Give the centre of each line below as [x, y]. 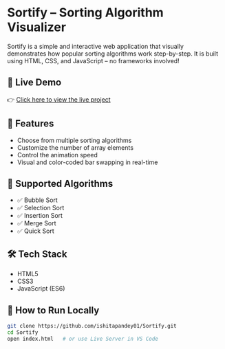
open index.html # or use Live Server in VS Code [83, 339]
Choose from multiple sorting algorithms [74, 140]
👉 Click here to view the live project [59, 99]
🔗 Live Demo [34, 83]
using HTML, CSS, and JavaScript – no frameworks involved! [94, 60]
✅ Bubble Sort [37, 200]
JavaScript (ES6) [41, 289]
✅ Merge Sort [36, 223]
